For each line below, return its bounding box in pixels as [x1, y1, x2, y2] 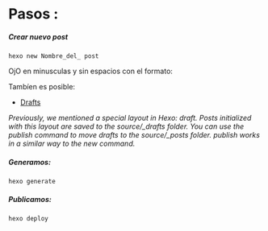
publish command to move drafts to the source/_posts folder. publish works [8, 130, 261, 140]
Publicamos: [8, 194, 52, 204]
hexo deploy [8, 215, 48, 223]
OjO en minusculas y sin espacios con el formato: [8, 66, 174, 76]
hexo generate [8, 178, 57, 186]
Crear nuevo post [8, 31, 69, 41]
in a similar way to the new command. [8, 138, 136, 149]
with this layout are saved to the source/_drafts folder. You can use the [8, 122, 245, 131]
